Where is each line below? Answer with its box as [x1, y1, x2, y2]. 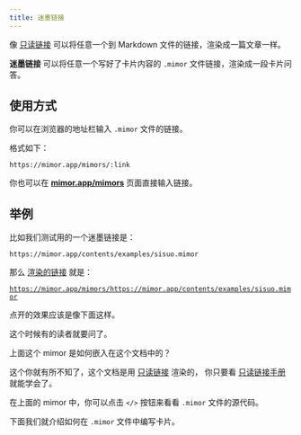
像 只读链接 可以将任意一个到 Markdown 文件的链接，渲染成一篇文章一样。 [9, 39, 286, 49]
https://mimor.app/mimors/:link [9, 161, 130, 170]
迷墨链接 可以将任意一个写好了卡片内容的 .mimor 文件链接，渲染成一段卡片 [9, 58, 285, 68]
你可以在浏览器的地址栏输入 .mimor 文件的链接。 [9, 123, 188, 135]
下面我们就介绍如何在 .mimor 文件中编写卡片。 [9, 416, 180, 427]
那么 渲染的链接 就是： [9, 267, 93, 278]
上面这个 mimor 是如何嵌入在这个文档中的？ [9, 348, 172, 359]
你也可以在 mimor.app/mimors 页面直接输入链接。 [9, 177, 198, 189]
